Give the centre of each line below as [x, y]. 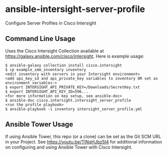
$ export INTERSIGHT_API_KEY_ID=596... [47, 91]
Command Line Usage [40, 39]
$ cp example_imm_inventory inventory [46, 69]
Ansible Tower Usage [39, 124]
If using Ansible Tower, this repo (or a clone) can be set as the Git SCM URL [83, 136]
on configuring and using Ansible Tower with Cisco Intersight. [69, 147]
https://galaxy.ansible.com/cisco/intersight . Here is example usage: [75, 56]
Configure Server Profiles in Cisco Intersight [51, 23]
